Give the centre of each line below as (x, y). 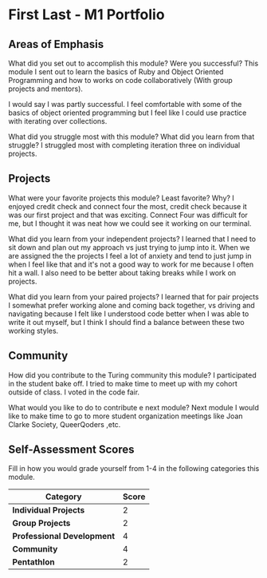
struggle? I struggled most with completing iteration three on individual (124, 145)
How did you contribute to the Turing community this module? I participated (132, 375)
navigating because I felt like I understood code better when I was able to (129, 314)
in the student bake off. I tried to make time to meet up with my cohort (123, 383)
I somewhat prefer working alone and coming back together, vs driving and (132, 305)
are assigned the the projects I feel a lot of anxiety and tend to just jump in (130, 255)
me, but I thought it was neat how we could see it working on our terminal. (130, 223)
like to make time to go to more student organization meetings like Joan (126, 416)
